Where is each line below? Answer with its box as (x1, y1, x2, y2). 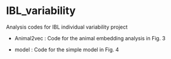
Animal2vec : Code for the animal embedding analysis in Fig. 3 (14, 34, 166, 41)
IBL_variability (6, 4, 76, 18)
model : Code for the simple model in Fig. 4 (14, 46, 119, 53)
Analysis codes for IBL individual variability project (6, 23, 128, 30)
